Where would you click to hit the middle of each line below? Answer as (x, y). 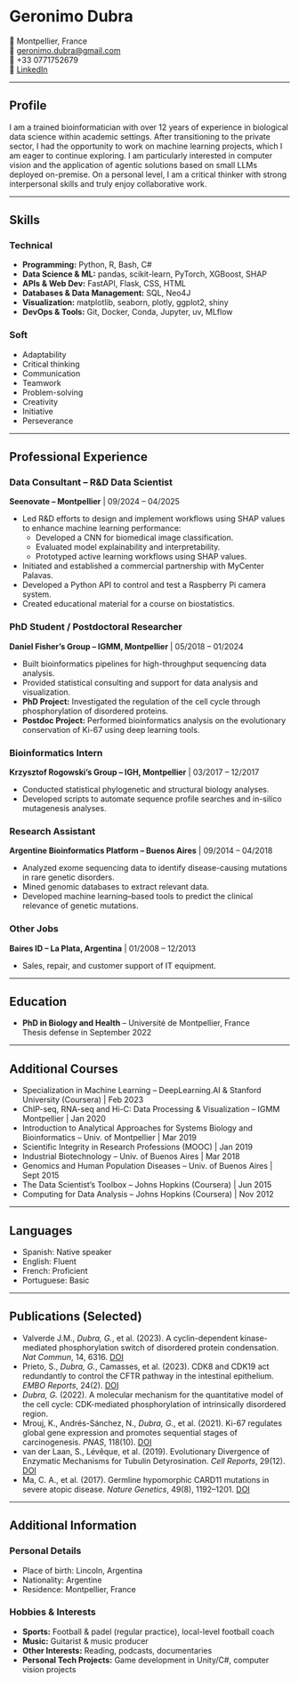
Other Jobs (34, 929)
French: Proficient (55, 1271)
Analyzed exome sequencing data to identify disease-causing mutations (154, 868)
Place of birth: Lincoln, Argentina (82, 1570)
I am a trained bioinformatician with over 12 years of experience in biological (149, 127)
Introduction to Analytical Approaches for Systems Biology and (137, 1128)
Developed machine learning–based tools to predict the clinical (137, 897)
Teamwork (41, 382)
